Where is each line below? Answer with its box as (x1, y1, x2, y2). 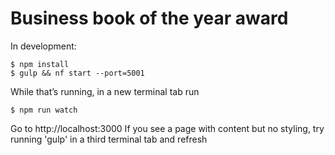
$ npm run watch (10, 105, 78, 115)
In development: (10, 40, 77, 52)
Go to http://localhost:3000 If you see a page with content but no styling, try (10, 122, 325, 134)
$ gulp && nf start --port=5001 (10, 68, 145, 78)
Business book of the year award (10, 7, 289, 30)
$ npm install (10, 59, 70, 69)
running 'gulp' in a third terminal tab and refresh (10, 133, 208, 145)
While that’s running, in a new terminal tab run (10, 85, 200, 97)
